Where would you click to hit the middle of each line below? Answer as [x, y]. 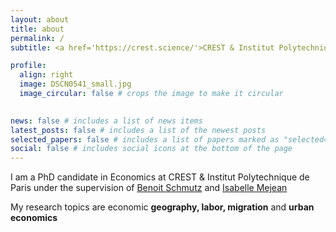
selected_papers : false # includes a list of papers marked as [145, 139]
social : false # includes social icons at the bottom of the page [151, 149]
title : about [37, 29]
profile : [28, 66]
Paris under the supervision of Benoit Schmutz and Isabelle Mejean [149, 188]
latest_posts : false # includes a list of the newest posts [138, 130]
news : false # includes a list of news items [106, 121]
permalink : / [37, 38]
